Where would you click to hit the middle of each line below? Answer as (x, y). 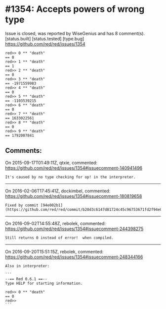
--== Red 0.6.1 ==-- (26, 279)
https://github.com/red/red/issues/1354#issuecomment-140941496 (74, 168)
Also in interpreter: (27, 266)
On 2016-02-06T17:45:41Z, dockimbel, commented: (58, 191)
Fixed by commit (22, 205)
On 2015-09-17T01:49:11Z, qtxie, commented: (51, 163)
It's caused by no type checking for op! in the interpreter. (70, 177)
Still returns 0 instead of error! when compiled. (59, 238)
